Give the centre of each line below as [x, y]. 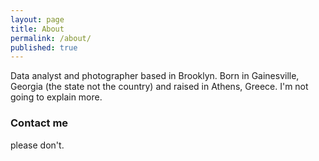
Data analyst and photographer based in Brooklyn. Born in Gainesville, [155, 76]
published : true [44, 47]
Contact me [39, 123]
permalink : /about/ [51, 38]
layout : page [37, 19]
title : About [37, 29]
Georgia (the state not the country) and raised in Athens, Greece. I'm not [159, 87]
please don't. [37, 145]
